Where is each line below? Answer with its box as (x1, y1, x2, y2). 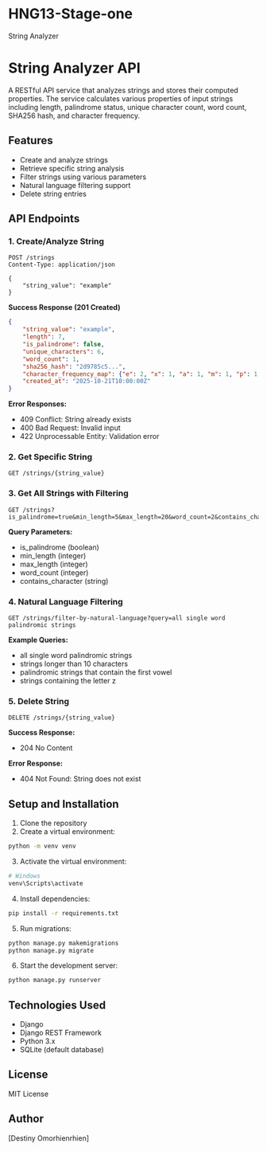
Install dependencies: (19, 894, 91, 903)
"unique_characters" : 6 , (22, 347, 105, 355)
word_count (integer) (19, 567, 89, 577)
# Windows (8, 872, 41, 880)
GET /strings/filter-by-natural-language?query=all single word (8, 614, 226, 622)
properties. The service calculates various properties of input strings (8, 93, 234, 104)
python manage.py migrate (8, 946, 94, 954)
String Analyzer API (8, 59, 141, 77)
